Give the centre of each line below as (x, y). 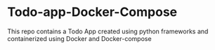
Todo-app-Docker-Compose (92, 12)
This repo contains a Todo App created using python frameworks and (108, 31)
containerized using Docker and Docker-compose (80, 38)
